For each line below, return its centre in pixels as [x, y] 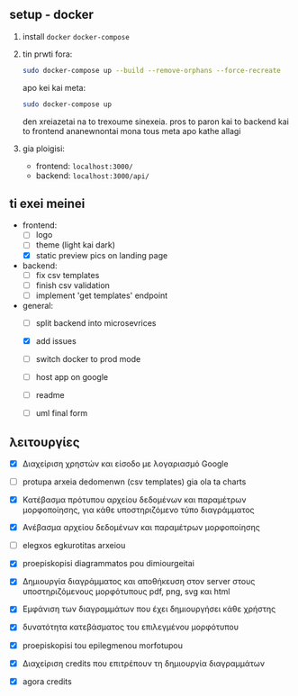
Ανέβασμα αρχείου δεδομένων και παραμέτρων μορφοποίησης [141, 528]
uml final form [62, 413]
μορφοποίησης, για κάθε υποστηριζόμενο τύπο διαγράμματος [138, 510]
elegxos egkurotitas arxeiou [74, 546]
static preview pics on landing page [102, 255]
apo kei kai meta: [54, 87]
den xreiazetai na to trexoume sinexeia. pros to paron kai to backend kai [156, 122]
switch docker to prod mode [88, 358]
